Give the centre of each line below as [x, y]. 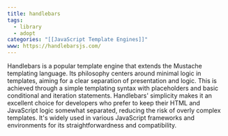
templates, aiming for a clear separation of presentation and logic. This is [112, 81]
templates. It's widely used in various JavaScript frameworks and [101, 118]
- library [28, 27]
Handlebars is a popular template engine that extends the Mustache [105, 66]
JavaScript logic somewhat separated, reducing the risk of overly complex [114, 110]
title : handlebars [34, 14]
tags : [15, 20]
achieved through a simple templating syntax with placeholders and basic [113, 88]
